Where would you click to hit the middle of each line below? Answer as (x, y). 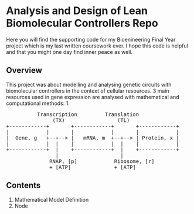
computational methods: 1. (38, 103)
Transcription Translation (88, 114)
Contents (23, 186)
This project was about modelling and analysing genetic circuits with (89, 84)
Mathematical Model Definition (52, 199)
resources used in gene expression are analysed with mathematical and (93, 97)
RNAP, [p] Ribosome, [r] (102, 161)
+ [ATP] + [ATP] (93, 167)
